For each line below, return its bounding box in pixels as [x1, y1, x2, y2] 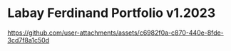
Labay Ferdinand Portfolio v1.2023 [7, 5, 216, 21]
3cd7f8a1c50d [7, 35, 50, 44]
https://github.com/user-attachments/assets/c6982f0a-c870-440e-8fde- [7, 28, 225, 37]
